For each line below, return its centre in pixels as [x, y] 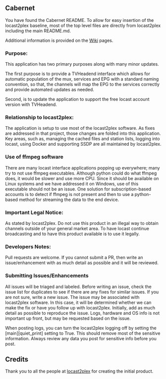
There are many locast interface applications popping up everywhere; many [83, 168]
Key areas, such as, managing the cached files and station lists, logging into [83, 139]
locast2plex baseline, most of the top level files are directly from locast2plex [83, 25]
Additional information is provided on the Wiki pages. [59, 40]
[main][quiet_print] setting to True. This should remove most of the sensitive [83, 333]
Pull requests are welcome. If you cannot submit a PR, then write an [74, 258]
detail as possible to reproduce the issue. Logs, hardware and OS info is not [83, 313]
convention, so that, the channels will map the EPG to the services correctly [83, 85]
